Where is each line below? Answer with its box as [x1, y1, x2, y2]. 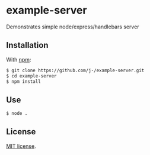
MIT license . [6, 143, 37, 150]
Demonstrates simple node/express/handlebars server [6, 23, 139, 30]
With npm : [6, 56, 31, 63]
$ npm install [6, 78, 42, 85]
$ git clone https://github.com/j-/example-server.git [6, 67, 145, 73]
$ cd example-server [6, 73, 58, 79]
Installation [6, 40, 49, 50]
